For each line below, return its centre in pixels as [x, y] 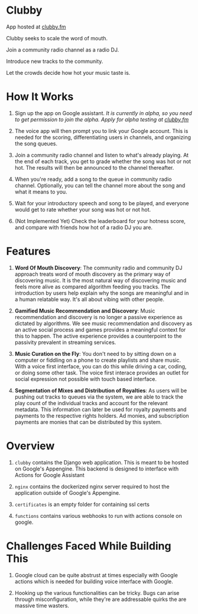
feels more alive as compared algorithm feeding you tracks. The [92, 287]
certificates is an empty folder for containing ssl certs [82, 504]
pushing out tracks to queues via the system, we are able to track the [99, 397]
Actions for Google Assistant [49, 475]
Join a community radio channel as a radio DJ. [63, 50]
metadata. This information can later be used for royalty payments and [100, 409]
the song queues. [36, 144]
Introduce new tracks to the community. [55, 61]
